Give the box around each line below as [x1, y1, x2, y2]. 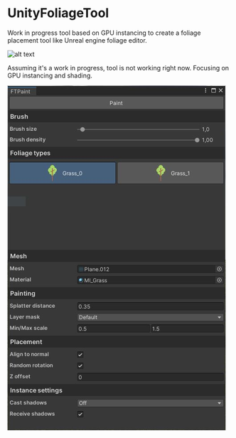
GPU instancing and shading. [7, 71, 92, 80]
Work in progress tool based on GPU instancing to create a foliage [7, 28, 201, 37]
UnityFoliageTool [7, 5, 109, 21]
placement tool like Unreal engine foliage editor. [7, 36, 147, 44]
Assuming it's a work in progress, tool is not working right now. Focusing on [7, 63, 230, 72]
